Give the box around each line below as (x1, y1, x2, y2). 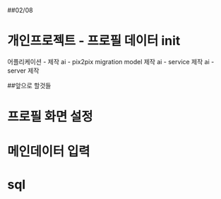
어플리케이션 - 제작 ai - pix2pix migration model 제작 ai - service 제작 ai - (7, 57, 215, 66)
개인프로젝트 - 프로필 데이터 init (7, 33, 181, 49)
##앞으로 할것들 (7, 81, 52, 90)
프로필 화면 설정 (7, 109, 93, 125)
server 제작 (7, 66, 40, 75)
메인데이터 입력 (7, 144, 90, 159)
